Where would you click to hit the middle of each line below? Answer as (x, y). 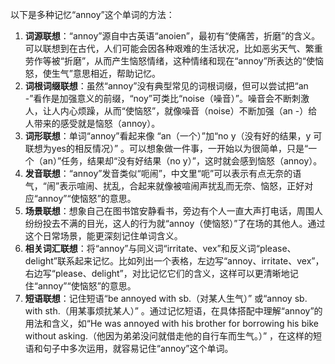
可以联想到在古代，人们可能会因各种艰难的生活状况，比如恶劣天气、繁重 (173, 48)
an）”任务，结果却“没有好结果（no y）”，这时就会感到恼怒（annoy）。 (182, 161)
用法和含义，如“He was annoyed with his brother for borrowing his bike (171, 323)
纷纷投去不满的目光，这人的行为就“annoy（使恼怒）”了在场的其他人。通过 (175, 223)
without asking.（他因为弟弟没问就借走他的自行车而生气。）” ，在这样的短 (173, 336)
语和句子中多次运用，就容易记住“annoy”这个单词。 (129, 348)
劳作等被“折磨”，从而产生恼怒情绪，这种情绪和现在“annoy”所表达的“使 (170, 61)
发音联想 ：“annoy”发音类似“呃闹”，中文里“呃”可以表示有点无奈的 (158, 173)
